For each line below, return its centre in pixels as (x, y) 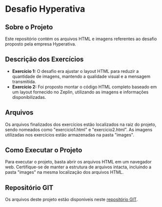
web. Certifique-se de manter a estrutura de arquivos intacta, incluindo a (78, 167)
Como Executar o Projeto (44, 150)
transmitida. (24, 81)
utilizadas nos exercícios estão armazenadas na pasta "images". (70, 135)
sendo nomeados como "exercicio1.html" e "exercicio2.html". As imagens (79, 129)
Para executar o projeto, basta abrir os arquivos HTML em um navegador (79, 162)
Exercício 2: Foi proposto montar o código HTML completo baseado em (84, 87)
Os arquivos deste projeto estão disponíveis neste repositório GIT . (71, 200)
